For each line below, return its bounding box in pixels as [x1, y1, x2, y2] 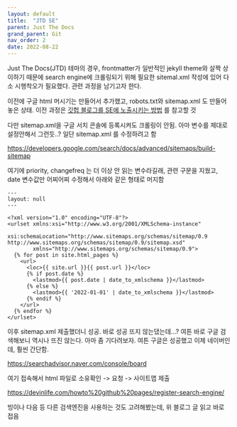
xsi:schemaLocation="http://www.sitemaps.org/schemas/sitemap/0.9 [7, 233, 208, 240]
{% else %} [26, 283, 59, 290]
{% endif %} [26, 295, 62, 302]
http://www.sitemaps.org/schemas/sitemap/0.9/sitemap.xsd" [7, 239, 186, 246]
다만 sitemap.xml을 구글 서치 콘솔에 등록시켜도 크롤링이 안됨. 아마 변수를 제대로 [7, 121, 228, 129]
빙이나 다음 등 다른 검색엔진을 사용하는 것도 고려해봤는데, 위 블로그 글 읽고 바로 [7, 403, 225, 411]
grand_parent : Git [7, 30, 62, 38]
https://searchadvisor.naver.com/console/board [7, 359, 147, 367]
